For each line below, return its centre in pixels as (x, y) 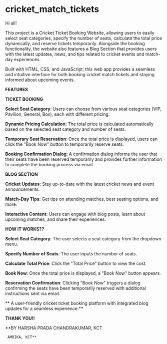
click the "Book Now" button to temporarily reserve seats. (64, 144)
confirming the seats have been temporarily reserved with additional (75, 288)
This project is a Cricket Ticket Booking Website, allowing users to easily (80, 33)
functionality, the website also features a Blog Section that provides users (81, 49)
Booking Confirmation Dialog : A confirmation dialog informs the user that (81, 154)
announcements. (22, 189)
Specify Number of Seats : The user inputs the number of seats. (71, 253)
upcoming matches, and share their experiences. (56, 219)
